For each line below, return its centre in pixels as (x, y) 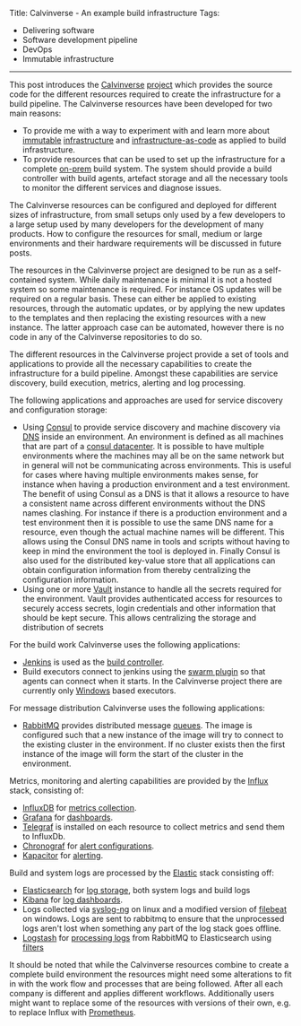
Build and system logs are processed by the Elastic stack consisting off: (142, 873)
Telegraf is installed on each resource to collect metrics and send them (153, 827)
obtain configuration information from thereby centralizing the (136, 570)
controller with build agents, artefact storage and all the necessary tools (155, 178)
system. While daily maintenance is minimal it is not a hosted (160, 280)
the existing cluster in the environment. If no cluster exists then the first (154, 744)
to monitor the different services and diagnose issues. (122, 188)
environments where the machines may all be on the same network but (153, 456)
